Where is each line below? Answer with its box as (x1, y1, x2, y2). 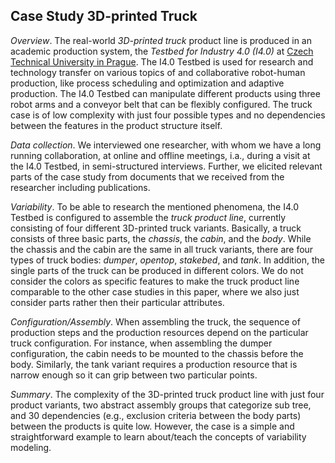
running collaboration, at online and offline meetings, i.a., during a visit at (10, 149, 311, 161)
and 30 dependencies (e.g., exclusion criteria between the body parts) (10, 409, 302, 421)
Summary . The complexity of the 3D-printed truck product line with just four (10, 388, 325, 400)
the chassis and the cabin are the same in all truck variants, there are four (10, 243, 314, 255)
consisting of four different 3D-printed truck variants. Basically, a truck (10, 222, 302, 234)
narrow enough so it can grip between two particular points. (10, 369, 258, 381)
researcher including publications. (10, 181, 151, 193)
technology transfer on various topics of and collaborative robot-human (10, 66, 306, 78)
